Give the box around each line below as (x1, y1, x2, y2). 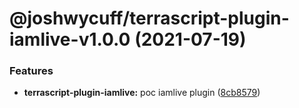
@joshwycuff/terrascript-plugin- (9, 7, 290, 30)
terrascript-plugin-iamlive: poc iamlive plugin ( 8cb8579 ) (23, 87, 261, 99)
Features (9, 64, 54, 78)
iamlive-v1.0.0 (9, 28, 131, 51)
